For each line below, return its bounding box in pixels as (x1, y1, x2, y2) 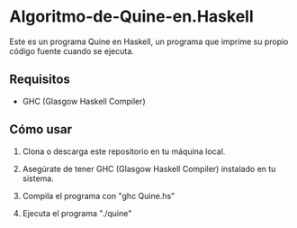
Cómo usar (9, 122, 73, 137)
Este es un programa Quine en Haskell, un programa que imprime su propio (9, 36, 289, 47)
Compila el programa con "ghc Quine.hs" (22, 190, 175, 201)
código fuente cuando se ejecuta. (9, 45, 135, 56)
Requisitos (9, 72, 70, 87)
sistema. (22, 173, 54, 184)
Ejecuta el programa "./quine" (22, 207, 132, 218)
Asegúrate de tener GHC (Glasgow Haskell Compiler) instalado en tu (22, 163, 276, 174)
